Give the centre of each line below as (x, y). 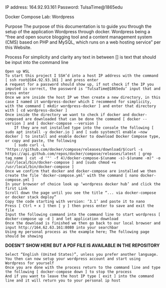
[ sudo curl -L (30, 145)
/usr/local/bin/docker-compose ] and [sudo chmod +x (61, 163)
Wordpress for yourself (30, 263)
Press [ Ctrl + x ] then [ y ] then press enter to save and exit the (80, 206)
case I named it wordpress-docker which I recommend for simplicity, (79, 102)
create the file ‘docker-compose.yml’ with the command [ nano (72, 175)
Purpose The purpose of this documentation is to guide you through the (79, 26)
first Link (16, 188)
